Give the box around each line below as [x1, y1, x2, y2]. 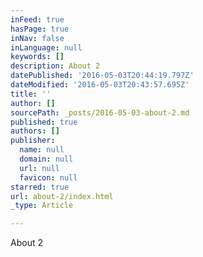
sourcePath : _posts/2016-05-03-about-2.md [10, 107, 190, 118]
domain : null [19, 154, 74, 164]
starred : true [10, 182, 70, 192]
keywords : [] [10, 52, 65, 62]
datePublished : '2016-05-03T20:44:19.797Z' [10, 71, 195, 81]
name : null [19, 145, 65, 155]
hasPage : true [10, 24, 70, 34]
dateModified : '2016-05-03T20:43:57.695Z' [10, 80, 190, 90]
